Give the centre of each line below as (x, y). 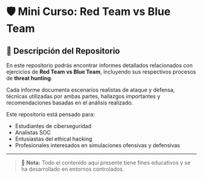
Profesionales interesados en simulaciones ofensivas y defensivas (97, 145)
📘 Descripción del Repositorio (63, 51)
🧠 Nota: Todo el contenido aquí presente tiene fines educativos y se (106, 163)
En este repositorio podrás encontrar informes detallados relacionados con (100, 65)
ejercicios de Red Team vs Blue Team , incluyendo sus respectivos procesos (101, 72)
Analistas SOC (33, 132)
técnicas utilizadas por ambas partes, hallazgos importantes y (83, 96)
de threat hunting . (29, 78)
